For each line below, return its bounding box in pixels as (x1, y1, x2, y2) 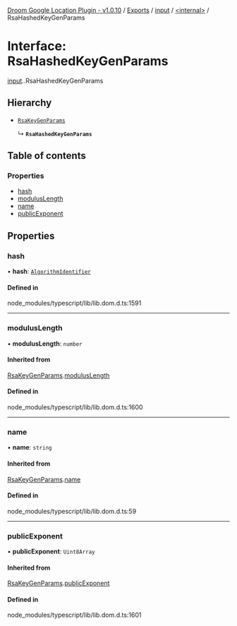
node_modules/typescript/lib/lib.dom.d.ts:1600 (7, 403, 143, 411)
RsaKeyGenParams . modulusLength (7, 371, 110, 380)
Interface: (7, 38, 67, 54)
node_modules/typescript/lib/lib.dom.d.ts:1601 (7, 610, 142, 620)
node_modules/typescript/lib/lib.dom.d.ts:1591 (7, 299, 142, 308)
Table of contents (7, 150, 86, 162)
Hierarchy (7, 97, 52, 109)
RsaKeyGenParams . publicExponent (7, 579, 110, 588)
